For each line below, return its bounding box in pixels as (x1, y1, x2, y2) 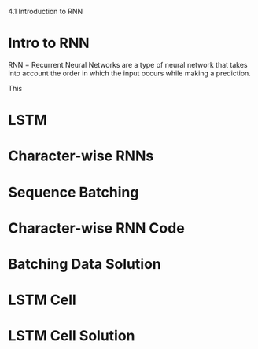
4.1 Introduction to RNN (8, 7, 83, 16)
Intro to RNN (8, 35, 90, 52)
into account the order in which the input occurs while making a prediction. (8, 68, 252, 78)
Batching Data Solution (8, 255, 161, 273)
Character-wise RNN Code (8, 219, 185, 237)
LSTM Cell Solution (8, 327, 135, 345)
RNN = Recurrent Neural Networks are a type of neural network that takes (8, 60, 248, 69)
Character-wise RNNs (8, 147, 154, 165)
